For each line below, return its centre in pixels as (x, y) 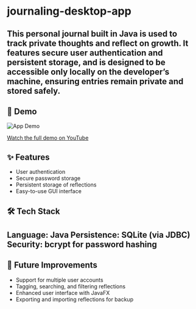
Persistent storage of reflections (56, 185)
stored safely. (34, 91)
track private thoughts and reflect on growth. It (98, 43)
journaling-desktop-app (69, 11)
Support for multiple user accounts (59, 280)
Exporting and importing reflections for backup (74, 299)
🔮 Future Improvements (52, 265)
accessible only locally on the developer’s (88, 72)
